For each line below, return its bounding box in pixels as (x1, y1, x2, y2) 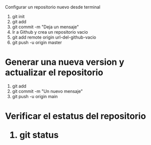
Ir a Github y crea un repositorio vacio (12, 29, 88, 35)
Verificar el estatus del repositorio (5, 111, 146, 122)
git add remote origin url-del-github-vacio (12, 34, 96, 40)
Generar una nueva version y (5, 57, 125, 68)
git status (19, 129, 59, 141)
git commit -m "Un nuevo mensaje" (12, 88, 83, 94)
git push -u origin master (12, 40, 62, 45)
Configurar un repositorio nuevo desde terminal (5, 4, 101, 10)
